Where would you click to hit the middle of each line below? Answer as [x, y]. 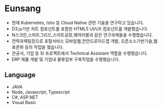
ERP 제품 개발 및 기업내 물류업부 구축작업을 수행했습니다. [65, 59]
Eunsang [23, 9]
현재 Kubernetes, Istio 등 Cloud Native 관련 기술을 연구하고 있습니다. [78, 22]
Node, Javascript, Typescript [41, 92]
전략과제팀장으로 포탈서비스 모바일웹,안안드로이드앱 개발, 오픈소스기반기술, [82, 41]
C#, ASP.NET [25, 97]
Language [20, 75]
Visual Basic [24, 102]
